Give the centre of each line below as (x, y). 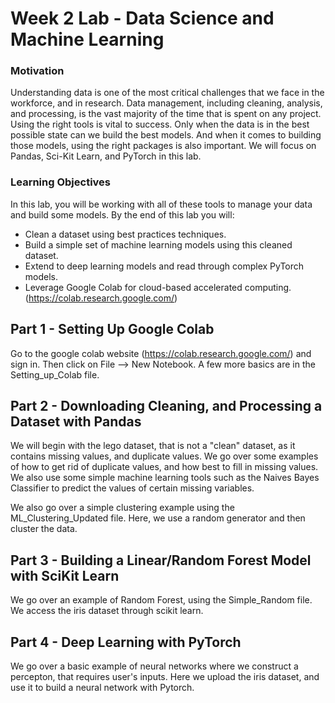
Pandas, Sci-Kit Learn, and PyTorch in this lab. (106, 156)
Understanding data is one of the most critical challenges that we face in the (167, 93)
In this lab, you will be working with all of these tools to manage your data (161, 204)
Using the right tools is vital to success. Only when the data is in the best (160, 124)
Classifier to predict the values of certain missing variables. (132, 488)
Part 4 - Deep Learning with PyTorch (126, 642)
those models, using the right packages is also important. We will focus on (163, 146)
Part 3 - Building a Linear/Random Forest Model (161, 560)
